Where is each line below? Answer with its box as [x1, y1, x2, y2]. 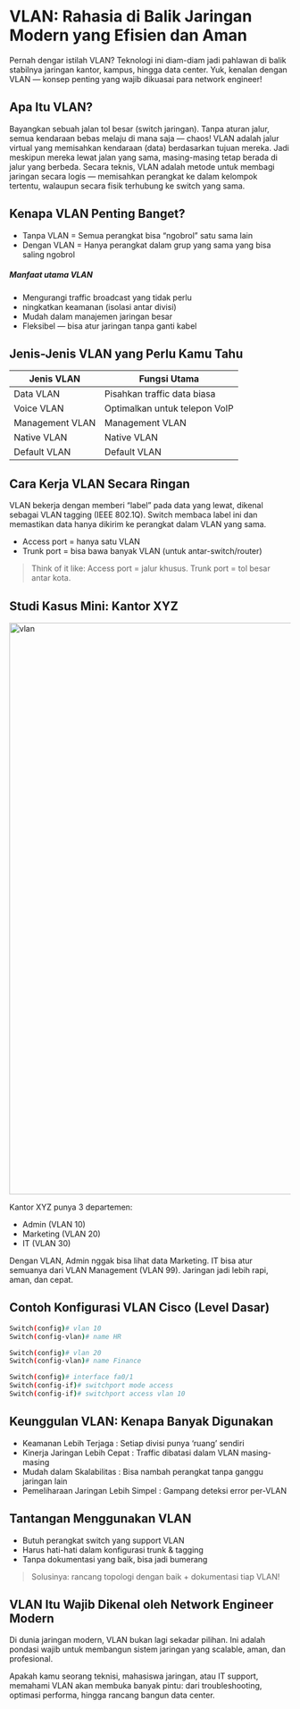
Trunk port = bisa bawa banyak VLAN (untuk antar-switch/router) [21, 546, 262, 557]
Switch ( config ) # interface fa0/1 [9, 1373, 134, 1382]
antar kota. [30, 573, 71, 583]
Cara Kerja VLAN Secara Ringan [9, 476, 190, 491]
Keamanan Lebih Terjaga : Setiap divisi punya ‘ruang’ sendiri [21, 1437, 245, 1448]
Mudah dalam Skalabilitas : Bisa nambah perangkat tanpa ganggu [21, 1466, 263, 1477]
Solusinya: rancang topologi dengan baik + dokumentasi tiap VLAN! [30, 1571, 280, 1582]
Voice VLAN [13, 402, 64, 415]
